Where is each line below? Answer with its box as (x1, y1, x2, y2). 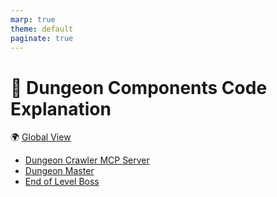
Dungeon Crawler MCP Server (24, 154, 150, 166)
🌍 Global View (10, 131, 72, 143)
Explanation (10, 97, 112, 120)
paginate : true (10, 33, 74, 43)
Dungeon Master (24, 165, 95, 177)
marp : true (10, 14, 56, 25)
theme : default (10, 24, 74, 34)
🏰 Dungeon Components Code (10, 76, 268, 99)
